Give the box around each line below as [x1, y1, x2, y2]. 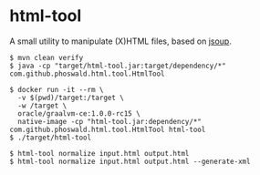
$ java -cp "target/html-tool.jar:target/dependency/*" [9, 61, 226, 70]
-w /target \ [17, 101, 68, 110]
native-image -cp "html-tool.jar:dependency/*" [17, 117, 203, 126]
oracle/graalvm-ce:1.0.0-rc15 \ [17, 108, 141, 118]
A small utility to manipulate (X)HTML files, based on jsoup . [9, 36, 233, 46]
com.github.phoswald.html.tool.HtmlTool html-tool [9, 125, 206, 134]
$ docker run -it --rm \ [9, 85, 104, 94]
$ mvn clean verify [9, 53, 84, 62]
